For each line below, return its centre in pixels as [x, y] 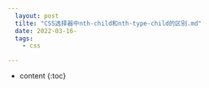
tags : [24, 38]
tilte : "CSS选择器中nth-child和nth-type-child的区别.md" [109, 23]
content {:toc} [43, 76]
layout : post [37, 16]
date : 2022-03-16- [46, 31]
